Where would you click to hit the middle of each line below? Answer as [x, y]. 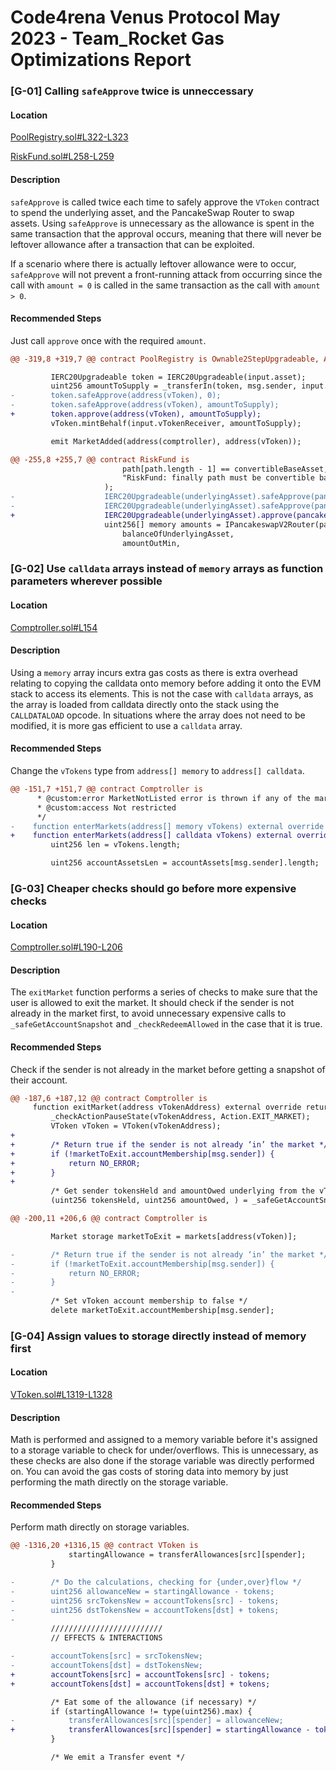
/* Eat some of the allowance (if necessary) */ [153, 1702]
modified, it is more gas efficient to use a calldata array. [126, 725]
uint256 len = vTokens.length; [116, 845]
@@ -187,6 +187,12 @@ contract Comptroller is [109, 1098]
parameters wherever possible [86, 581]
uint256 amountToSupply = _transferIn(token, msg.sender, [174, 386]
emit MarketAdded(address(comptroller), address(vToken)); [176, 441]
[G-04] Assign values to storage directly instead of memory [158, 1336]
